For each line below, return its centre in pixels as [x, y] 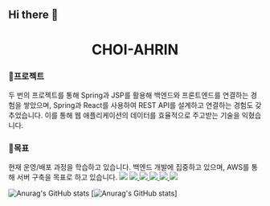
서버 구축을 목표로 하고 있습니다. [67, 177]
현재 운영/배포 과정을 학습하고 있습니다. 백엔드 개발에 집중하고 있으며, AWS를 [129, 167]
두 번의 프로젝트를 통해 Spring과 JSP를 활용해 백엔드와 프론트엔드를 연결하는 [129, 95]
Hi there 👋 [33, 15]
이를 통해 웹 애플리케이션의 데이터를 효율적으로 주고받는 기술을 [142, 115]
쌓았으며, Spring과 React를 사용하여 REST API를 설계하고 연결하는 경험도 [138, 105]
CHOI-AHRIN [135, 49]
